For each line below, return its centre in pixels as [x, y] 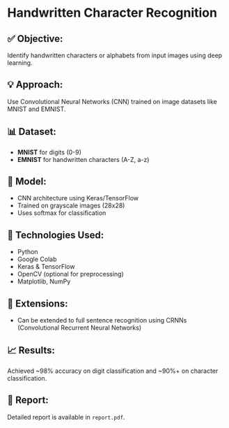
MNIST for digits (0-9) [49, 152]
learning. [20, 63]
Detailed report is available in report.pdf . [66, 417]
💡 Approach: [35, 85]
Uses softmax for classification [62, 213]
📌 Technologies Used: [56, 235]
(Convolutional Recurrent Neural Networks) [79, 328]
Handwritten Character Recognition [112, 13]
